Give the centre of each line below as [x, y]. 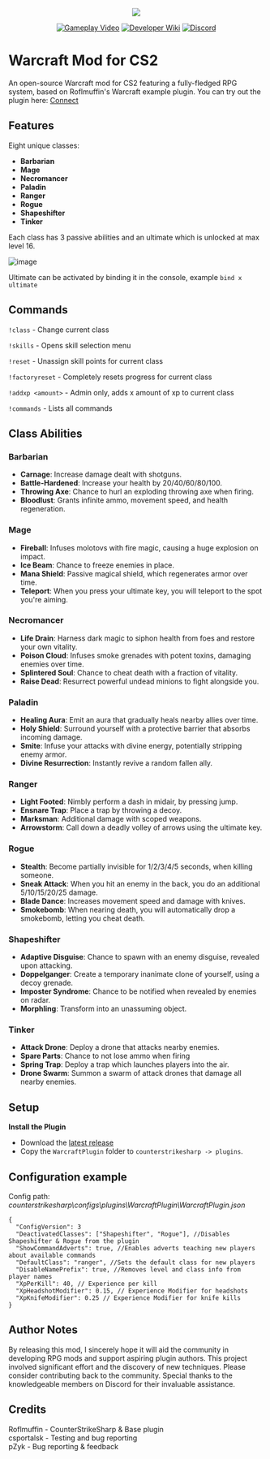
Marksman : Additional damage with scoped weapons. [111, 819]
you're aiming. [44, 599]
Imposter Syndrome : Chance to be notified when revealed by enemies [138, 991]
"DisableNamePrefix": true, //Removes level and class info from [129, 1269]
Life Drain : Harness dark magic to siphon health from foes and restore [137, 638]
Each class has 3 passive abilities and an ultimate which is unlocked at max [134, 237]
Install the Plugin [37, 1127]
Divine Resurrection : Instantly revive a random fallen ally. [116, 763]
